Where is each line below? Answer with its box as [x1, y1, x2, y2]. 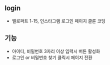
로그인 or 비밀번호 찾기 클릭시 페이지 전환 [11, 54, 93, 60]
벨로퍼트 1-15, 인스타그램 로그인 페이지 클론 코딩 [11, 17, 105, 24]
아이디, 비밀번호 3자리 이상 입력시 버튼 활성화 [11, 48, 100, 54]
